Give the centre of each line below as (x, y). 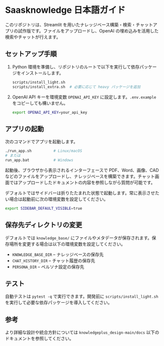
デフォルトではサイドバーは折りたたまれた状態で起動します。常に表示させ (80, 193)
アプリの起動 (25, 129)
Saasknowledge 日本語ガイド (65, 10)
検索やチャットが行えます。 (33, 37)
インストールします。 (42, 73)
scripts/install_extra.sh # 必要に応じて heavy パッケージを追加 (76, 87)
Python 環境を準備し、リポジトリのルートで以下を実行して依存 (76, 66)
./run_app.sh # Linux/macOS (44, 151)
